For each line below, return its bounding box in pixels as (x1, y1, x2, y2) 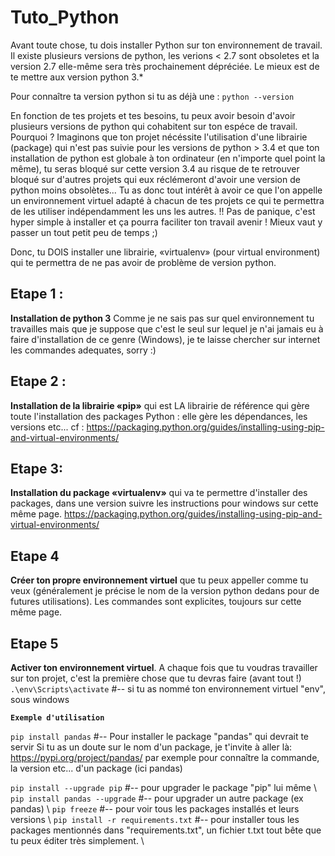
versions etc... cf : (10, 421, 85, 433)
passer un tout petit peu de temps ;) (10, 226, 158, 238)
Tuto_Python (10, 6, 120, 29)
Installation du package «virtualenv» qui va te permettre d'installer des (10, 487, 308, 499)
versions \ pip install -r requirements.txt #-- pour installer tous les (10, 814, 300, 825)
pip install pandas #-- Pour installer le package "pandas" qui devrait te (10, 731, 310, 742)
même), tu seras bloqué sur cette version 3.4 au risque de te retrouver (10, 162, 300, 175)
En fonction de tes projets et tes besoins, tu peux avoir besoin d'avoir (10, 109, 296, 121)
